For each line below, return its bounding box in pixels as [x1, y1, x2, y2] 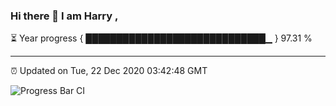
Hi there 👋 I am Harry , [10, 9, 119, 23]
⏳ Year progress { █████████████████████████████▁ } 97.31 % [10, 32, 313, 44]
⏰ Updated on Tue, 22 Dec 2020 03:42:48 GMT [10, 65, 208, 77]
